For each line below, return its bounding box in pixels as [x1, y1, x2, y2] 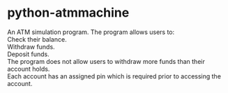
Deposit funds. [7, 50, 50, 58]
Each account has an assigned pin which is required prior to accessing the [7, 71, 222, 81]
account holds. [7, 65, 50, 73]
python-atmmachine [7, 5, 130, 21]
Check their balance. [7, 35, 68, 43]
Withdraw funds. [7, 42, 55, 51]
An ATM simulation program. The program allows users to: [7, 28, 175, 36]
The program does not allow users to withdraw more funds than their [7, 57, 206, 65]
